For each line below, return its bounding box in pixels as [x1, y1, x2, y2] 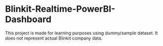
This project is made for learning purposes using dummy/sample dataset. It [5, 30, 158, 36]
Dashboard [5, 14, 52, 25]
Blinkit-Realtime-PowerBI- [5, 3, 116, 15]
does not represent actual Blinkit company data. [5, 35, 103, 41]
